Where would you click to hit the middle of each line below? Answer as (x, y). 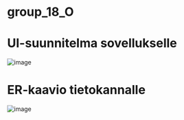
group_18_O (41, 12)
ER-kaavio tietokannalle (77, 90)
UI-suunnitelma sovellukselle (92, 44)
